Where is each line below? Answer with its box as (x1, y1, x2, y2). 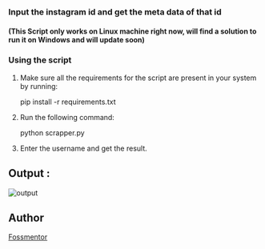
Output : (8, 167, 50, 180)
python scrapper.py (19, 127, 86, 138)
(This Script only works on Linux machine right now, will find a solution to (8, 26, 257, 36)
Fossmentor (8, 232, 48, 242)
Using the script (8, 54, 72, 66)
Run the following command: (19, 112, 114, 122)
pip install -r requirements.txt (19, 97, 116, 106)
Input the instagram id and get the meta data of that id (8, 6, 222, 18)
